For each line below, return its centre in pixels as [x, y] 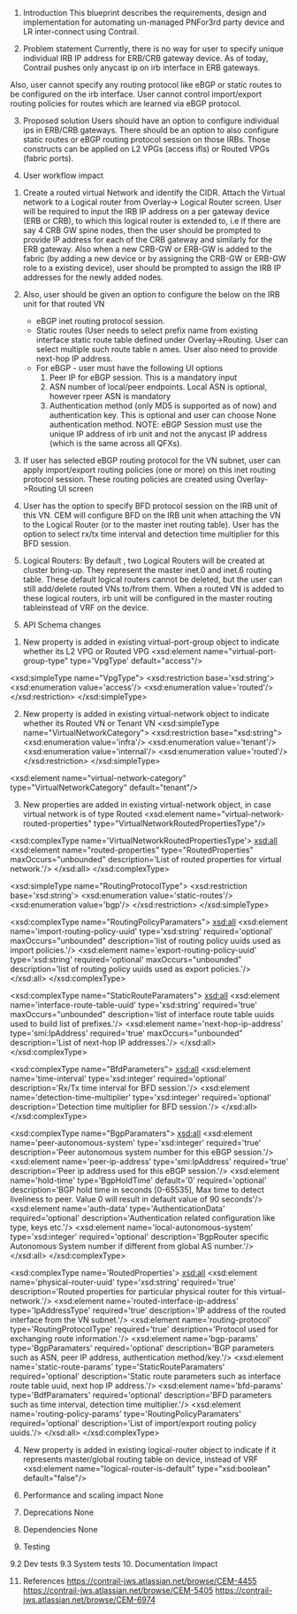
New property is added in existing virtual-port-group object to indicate [151, 642]
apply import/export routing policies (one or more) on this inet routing [149, 470]
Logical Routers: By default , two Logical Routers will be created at [144, 560]
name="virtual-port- [240, 651]
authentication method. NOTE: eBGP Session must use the [156, 425]
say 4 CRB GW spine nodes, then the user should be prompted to [142, 230]
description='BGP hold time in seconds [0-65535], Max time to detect [137, 1189]
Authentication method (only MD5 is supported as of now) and [163, 405]
